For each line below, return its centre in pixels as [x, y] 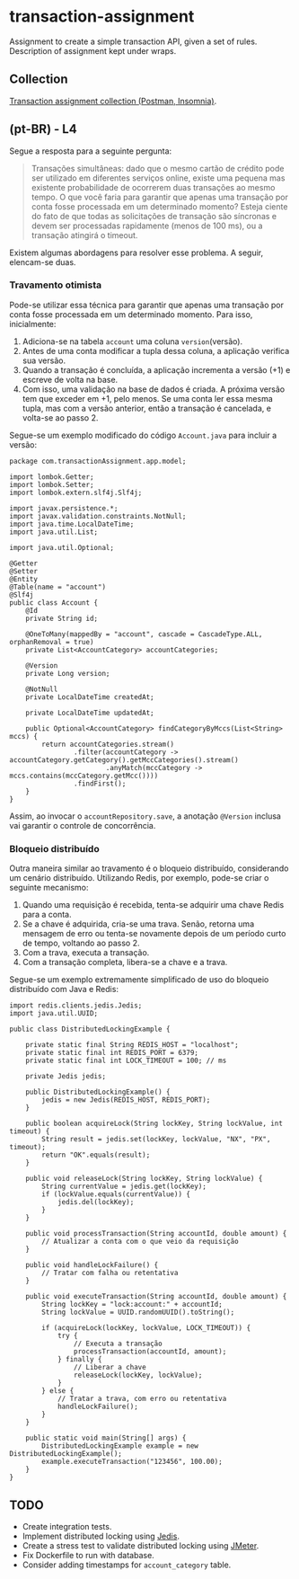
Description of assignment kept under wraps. [93, 50]
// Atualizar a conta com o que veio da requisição [141, 1242]
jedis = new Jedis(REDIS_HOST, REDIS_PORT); [126, 1100]
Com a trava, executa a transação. [86, 953]
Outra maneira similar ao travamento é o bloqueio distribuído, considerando [149, 868]
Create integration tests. [67, 1526]
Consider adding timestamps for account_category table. [127, 1565]
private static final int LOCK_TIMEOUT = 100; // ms [126, 1061]
